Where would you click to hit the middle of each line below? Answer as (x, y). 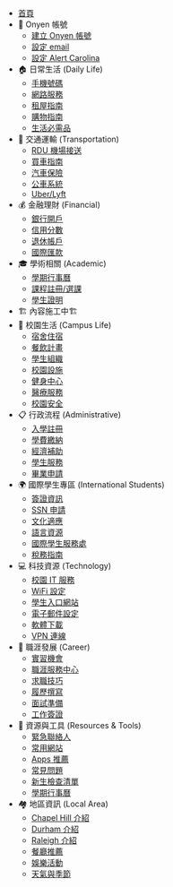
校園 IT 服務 (53, 580)
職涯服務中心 (55, 669)
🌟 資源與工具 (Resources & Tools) (79, 725)
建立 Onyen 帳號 (61, 35)
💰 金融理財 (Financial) (59, 205)
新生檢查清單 (55, 781)
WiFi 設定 (48, 591)
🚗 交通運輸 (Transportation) (68, 139)
